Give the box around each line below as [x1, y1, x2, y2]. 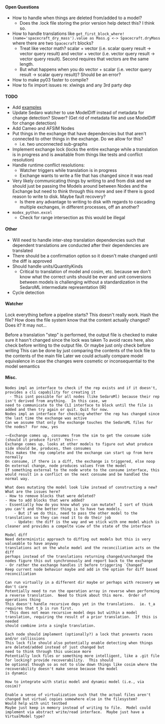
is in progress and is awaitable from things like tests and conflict [12, 152, 143, 158]
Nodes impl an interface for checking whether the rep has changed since [5, 411, 160, 417]
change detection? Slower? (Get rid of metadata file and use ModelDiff [12, 115, 156, 121]
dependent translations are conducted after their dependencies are [12, 242, 149, 248]
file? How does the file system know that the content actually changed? [5, 317, 150, 323]
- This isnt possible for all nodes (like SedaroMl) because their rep [9, 394, 160, 400]
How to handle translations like [12, 31, 75, 37]
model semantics [5, 363, 40, 369]
